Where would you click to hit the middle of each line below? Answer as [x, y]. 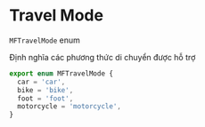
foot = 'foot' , [45, 99]
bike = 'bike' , [45, 90]
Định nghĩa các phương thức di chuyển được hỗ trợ [102, 57]
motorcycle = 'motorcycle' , [70, 107]
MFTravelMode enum [45, 40]
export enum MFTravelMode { [61, 73]
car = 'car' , [41, 82]
